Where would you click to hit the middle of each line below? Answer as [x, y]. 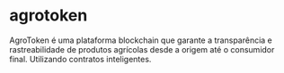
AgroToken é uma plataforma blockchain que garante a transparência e [141, 40]
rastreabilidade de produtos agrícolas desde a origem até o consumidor [142, 49]
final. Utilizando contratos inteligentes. [80, 59]
